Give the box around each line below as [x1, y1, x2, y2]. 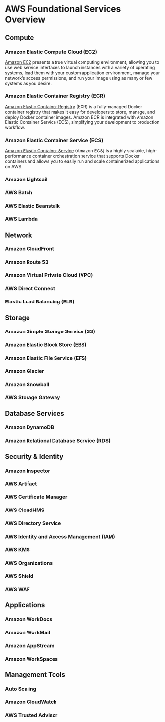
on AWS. [5, 164, 23, 170]
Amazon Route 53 [5, 259, 49, 266]
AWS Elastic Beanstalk [5, 203, 60, 210]
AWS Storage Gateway [5, 394, 60, 401]
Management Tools [5, 670, 65, 679]
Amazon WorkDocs [5, 616, 53, 623]
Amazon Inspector [5, 467, 50, 474]
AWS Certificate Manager [5, 493, 68, 500]
